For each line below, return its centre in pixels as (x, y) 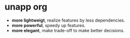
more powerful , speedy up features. (49, 25)
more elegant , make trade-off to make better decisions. (68, 30)
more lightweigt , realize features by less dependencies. (68, 20)
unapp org (26, 7)
